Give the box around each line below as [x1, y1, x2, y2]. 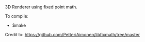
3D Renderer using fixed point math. [5, 4, 78, 10]
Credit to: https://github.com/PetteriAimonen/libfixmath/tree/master [5, 32, 140, 37]
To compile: [5, 13, 29, 19]
